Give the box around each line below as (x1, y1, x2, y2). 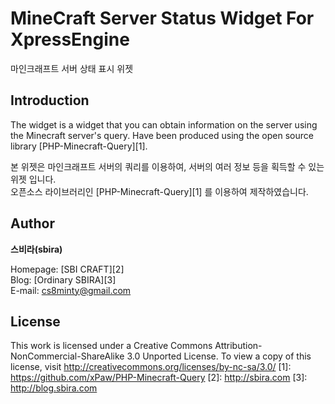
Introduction (10, 92, 90, 109)
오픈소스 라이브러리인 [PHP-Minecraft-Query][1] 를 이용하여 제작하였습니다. (10, 185, 309, 197)
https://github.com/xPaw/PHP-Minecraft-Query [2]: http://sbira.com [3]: (10, 372, 308, 384)
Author (10, 215, 55, 232)
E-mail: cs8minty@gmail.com (10, 284, 132, 296)
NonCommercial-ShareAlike (10, 350, 125, 362)
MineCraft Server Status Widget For (10, 7, 315, 30)
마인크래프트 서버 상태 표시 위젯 (10, 62, 134, 74)
